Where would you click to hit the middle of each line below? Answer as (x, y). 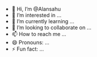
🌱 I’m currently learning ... (43, 21)
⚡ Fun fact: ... (28, 49)
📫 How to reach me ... (39, 34)
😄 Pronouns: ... (31, 42)
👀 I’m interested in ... (36, 15)
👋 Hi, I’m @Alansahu (36, 9)
